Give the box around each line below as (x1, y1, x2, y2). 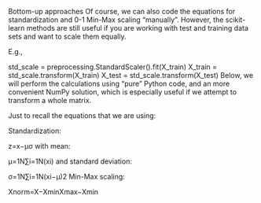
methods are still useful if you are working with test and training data (26, 24, 249, 32)
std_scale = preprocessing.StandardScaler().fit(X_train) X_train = (8, 62, 218, 72)
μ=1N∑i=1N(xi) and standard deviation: (8, 157, 132, 166)
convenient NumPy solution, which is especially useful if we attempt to (8, 87, 237, 97)
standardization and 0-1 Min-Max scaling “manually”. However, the (8, 15, 224, 24)
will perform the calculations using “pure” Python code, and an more (8, 79, 230, 88)
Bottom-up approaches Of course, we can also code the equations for (8, 7, 236, 16)
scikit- (225, 15, 246, 24)
